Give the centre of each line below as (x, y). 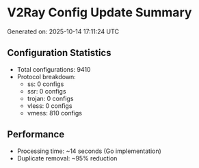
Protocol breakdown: (47, 76)
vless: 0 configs (50, 106)
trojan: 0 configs (50, 98)
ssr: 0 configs (47, 91)
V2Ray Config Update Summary (99, 13)
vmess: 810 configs (54, 113)
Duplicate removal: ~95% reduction (67, 158)
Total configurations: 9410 (54, 69)
